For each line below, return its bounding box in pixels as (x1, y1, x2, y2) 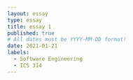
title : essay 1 (7, 23, 52, 30)
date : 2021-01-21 (7, 42, 58, 49)
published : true (7, 29, 55, 37)
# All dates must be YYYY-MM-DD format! (7, 36, 127, 43)
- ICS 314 (13, 62, 42, 69)
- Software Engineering (13, 56, 83, 63)
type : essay (7, 17, 42, 24)
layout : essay (7, 10, 49, 17)
